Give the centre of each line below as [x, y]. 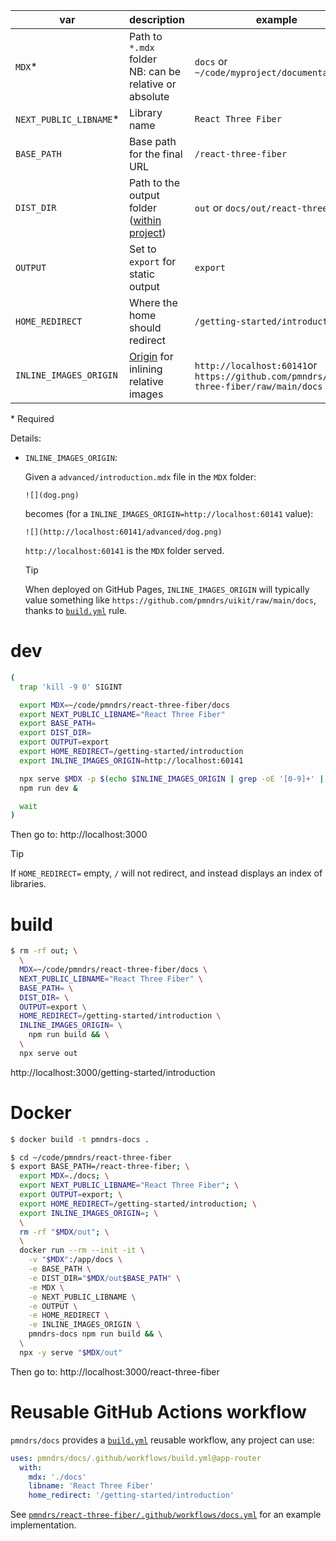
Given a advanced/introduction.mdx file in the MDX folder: [140, 477]
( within [145, 220]
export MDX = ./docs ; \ [64, 1176]
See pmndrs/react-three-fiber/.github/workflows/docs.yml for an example [166, 1515]
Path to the [154, 182]
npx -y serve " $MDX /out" [71, 1352]
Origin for [151, 356]
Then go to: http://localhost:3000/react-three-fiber [115, 1371]
